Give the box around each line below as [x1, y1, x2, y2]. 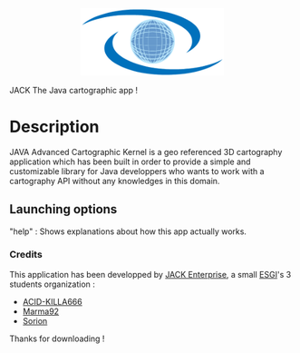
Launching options [9, 201, 118, 217]
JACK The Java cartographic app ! [9, 84, 139, 95]
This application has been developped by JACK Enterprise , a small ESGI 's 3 [9, 269, 292, 279]
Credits [9, 249, 43, 261]
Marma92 [22, 306, 60, 317]
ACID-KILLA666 [22, 296, 83, 307]
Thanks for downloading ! [9, 333, 105, 344]
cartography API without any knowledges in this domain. [9, 175, 220, 186]
